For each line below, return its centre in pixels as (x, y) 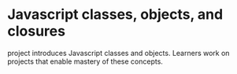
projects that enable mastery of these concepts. (85, 61)
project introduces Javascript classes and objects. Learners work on (119, 53)
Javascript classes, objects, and (115, 15)
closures (37, 31)
